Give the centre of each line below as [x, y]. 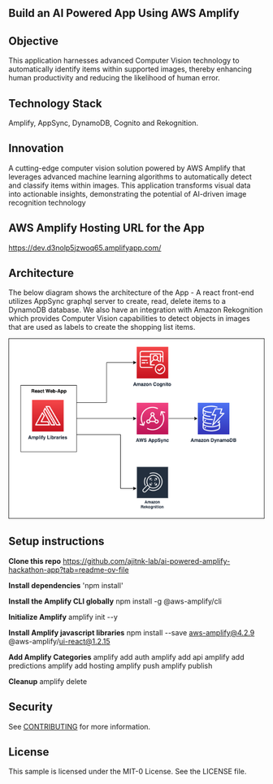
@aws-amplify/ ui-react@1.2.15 [59, 641]
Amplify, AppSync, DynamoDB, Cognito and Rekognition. [104, 123]
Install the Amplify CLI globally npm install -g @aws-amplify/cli [115, 601]
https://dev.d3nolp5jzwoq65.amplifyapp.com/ [85, 248]
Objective [34, 41]
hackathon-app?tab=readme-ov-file [69, 570]
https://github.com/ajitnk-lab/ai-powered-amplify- [146, 561]
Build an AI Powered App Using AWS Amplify [124, 13]
